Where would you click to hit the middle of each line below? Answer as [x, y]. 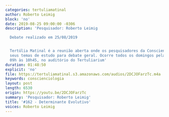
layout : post [19, 83]
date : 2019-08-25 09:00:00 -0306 [40, 24]
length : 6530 [19, 88]
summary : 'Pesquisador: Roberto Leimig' [48, 97]
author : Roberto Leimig [30, 14]
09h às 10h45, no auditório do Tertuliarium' [58, 60]
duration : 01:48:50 [26, 65]
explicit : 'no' [21, 69]
